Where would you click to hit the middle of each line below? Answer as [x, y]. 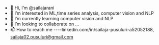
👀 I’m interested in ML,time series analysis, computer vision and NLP [82, 13]
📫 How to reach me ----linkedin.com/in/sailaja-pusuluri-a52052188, [82, 30]
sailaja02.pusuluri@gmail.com [42, 37]
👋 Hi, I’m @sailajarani [32, 8]
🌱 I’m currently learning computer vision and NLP [62, 18]
